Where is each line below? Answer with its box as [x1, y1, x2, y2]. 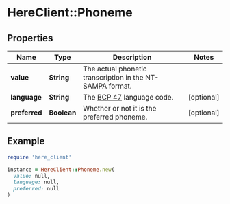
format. [108, 81, 132, 91]
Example [7, 135, 45, 147]
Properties [7, 32, 53, 44]
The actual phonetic [83, 64, 147, 73]
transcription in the [83, 73, 144, 82]
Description [112, 53, 152, 62]
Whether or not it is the [83, 104, 157, 113]
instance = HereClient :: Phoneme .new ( [7, 166, 115, 173]
